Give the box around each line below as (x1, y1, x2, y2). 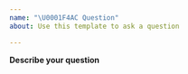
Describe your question (9, 54, 100, 65)
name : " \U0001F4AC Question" (9, 13, 119, 23)
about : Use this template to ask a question (9, 22, 180, 31)
